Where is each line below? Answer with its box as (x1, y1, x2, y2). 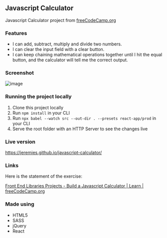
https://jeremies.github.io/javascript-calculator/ (5, 150, 102, 155)
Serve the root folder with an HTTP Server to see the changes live (12, 126, 148, 132)
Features (5, 29, 27, 36)
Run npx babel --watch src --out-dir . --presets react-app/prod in (12, 115, 157, 121)
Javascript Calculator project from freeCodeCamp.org (5, 17, 116, 23)
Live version (5, 138, 36, 145)
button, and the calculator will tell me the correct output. (12, 57, 128, 63)
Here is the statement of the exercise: (5, 173, 82, 179)
